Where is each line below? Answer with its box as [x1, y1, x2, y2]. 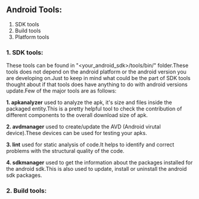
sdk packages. [6, 172, 42, 179]
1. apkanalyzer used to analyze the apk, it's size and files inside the [6, 99, 172, 106]
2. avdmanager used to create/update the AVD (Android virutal [6, 123, 161, 130]
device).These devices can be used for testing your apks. [6, 130, 147, 137]
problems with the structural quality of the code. [6, 148, 125, 155]
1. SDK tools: [6, 48, 43, 56]
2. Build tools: [6, 186, 47, 195]
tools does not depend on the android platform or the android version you [6, 68, 186, 75]
